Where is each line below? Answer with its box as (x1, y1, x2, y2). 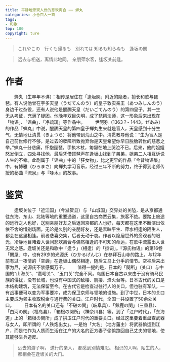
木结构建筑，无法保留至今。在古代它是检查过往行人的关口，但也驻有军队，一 (5, 283, 165, 289)
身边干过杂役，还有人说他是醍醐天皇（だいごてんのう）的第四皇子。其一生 (5, 106, 161, 112)
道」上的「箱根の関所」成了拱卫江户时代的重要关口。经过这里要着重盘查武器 (5, 315, 165, 321)
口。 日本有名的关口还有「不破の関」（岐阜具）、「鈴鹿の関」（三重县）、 (5, 302, 159, 308)
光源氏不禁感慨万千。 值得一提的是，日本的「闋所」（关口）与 (22, 264, 159, 270)
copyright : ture (5, 31, 39, 36)
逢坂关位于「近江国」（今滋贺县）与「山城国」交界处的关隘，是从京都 (14, 207, 158, 213)
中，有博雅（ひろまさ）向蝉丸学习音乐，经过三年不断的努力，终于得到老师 (5, 163, 160, 169)
